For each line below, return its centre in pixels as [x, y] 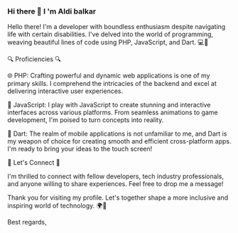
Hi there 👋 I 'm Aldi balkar [52, 11]
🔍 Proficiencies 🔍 [34, 59]
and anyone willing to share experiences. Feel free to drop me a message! [115, 184]
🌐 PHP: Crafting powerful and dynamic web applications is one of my [109, 76]
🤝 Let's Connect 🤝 [34, 163]
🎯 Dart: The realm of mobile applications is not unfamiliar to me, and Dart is [117, 134]
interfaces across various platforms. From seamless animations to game [113, 112]
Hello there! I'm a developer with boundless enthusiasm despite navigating [117, 27]
